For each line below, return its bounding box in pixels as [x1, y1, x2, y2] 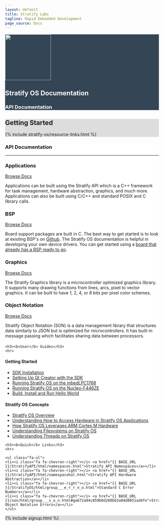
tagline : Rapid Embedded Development [5, 16, 82, 21]
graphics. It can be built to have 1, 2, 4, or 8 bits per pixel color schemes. [5, 290, 151, 295]
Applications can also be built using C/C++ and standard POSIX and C [5, 193, 146, 199]
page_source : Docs [5, 21, 42, 26]
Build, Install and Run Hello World [12, 390, 79, 396]
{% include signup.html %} [5, 515, 60, 521]
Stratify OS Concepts [5, 401, 49, 407]
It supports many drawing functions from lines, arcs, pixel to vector [5, 284, 140, 291]
